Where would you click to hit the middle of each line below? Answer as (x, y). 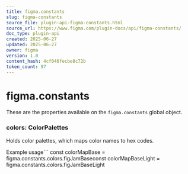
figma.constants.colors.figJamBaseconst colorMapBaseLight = (83, 158)
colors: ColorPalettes (37, 128)
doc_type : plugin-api (33, 34)
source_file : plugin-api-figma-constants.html (65, 22)
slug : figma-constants (34, 17)
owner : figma (22, 50)
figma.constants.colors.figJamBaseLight (55, 165)
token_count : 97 (26, 67)
